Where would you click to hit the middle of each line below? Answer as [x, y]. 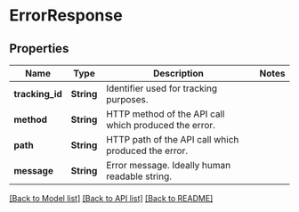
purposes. [127, 99]
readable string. [139, 176]
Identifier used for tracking [162, 88]
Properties [39, 49]
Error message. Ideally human [169, 165]
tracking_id [38, 94]
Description [178, 73]
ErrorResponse [66, 16]
